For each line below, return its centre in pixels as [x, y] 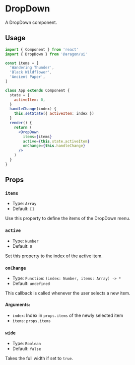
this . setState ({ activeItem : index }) [54, 114]
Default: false [27, 349]
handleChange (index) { [33, 109]
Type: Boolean [27, 343]
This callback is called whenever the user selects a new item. [68, 293]
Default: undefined [31, 284]
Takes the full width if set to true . [39, 358]
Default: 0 [22, 246]
